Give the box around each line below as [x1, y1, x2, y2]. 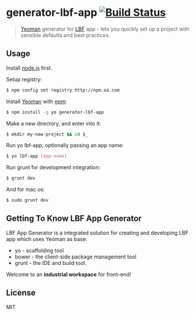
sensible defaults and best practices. [20, 31, 111, 38]
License [6, 288, 36, 298]
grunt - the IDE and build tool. [14, 259, 87, 266]
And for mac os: [6, 186, 45, 193]
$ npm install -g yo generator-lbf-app [6, 109, 104, 115]
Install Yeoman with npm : [6, 98, 67, 105]
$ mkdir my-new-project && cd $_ [6, 131, 88, 137]
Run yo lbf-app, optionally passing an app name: [6, 142, 124, 149]
